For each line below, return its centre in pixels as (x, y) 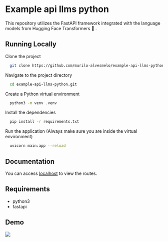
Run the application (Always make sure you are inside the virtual (71, 131)
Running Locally (31, 44)
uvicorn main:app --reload (38, 146)
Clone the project (23, 56)
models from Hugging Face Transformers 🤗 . (51, 28)
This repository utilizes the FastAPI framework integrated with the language (83, 23)
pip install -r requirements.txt (44, 122)
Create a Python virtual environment (42, 94)
